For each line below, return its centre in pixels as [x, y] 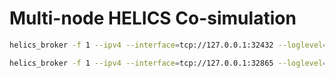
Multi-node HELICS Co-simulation [153, 18]
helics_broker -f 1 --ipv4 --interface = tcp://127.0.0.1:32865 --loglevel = [168, 63]
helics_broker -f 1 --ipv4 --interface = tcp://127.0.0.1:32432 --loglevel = [168, 45]
